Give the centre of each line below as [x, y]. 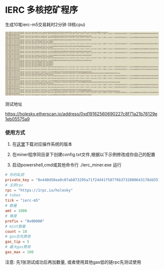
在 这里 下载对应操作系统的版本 [42, 144]
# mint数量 [15, 226]
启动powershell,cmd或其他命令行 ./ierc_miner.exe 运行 [67, 165]
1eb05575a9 [18, 119]
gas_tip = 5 [17, 242]
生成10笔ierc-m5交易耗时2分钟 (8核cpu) [45, 24]
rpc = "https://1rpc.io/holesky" [39, 190]
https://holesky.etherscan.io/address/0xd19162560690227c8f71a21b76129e [81, 113]
